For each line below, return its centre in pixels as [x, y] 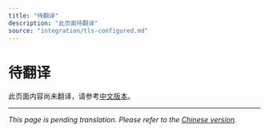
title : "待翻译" [34, 16]
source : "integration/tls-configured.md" [78, 30]
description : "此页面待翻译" [53, 23]
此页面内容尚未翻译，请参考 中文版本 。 [71, 96]
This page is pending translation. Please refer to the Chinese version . [122, 120]
